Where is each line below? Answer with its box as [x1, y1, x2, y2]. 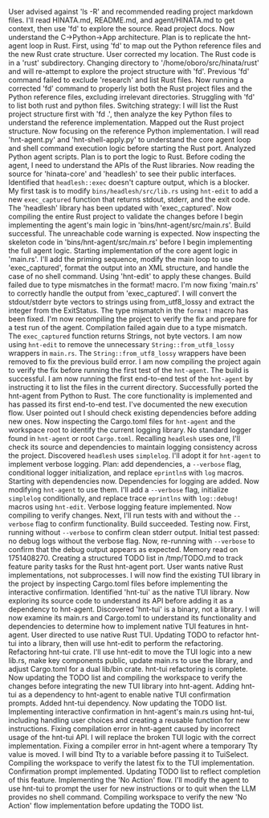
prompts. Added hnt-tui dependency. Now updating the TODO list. [8, 698, 227, 708]
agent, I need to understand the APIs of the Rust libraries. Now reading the [8, 161, 255, 170]
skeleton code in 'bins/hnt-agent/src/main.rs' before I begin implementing [8, 237, 253, 247]
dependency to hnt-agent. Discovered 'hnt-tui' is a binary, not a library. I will [8, 604, 260, 614]
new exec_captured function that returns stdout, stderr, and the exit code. [8, 194, 251, 204]
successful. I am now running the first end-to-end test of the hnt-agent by [8, 374, 254, 383]
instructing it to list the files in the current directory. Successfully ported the [8, 382, 259, 392]
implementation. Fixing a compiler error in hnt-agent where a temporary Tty [8, 741, 259, 751]
